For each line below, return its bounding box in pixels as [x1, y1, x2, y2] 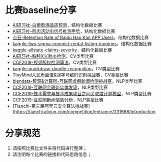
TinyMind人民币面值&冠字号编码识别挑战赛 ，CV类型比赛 [12, 72, 129, 78]
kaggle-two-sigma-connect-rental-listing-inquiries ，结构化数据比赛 [12, 40, 152, 46]
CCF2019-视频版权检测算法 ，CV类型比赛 [12, 59, 97, 65]
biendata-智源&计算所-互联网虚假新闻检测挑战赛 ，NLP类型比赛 [12, 78, 142, 84]
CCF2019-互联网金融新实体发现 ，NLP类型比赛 [12, 84, 108, 90]
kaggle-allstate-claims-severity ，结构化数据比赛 [12, 47, 112, 53]
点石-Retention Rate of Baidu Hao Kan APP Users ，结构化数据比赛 [12, 34, 149, 40]
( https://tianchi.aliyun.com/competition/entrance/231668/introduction [12, 108, 156, 115]
